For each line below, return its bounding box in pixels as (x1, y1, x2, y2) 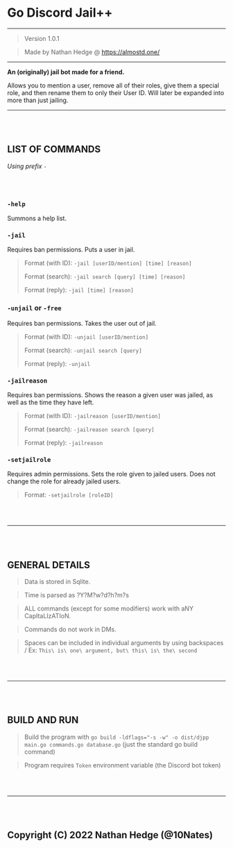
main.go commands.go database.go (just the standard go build (24, 740, 198, 748)
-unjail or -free (7, 304, 62, 313)
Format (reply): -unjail (24, 359, 91, 367)
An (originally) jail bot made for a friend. (7, 67, 125, 76)
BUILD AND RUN (7, 714, 79, 726)
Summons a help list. (7, 214, 67, 223)
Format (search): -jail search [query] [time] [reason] (24, 272, 186, 281)
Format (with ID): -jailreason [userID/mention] (24, 411, 162, 419)
